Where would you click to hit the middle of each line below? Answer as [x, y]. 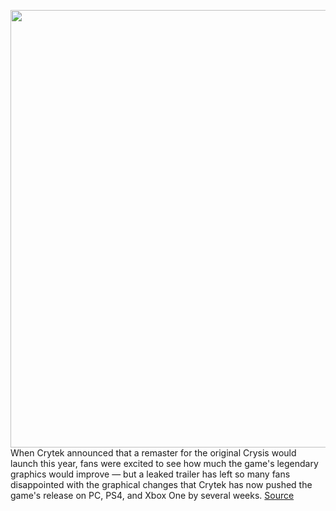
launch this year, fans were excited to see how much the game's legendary [164, 463]
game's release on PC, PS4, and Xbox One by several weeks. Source [152, 495]
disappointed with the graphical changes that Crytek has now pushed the [161, 484]
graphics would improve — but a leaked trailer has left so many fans [150, 474]
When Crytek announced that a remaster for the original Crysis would [153, 453]
